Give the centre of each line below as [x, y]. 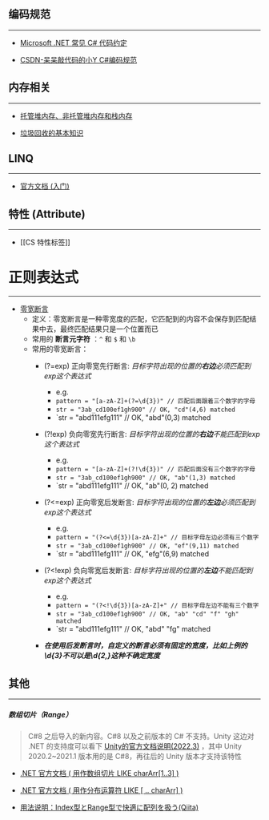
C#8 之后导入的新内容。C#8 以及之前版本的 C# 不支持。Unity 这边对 [141, 736]
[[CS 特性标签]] [45, 242]
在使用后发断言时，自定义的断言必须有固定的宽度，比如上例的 [146, 646]
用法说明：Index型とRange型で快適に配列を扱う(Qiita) [109, 807]
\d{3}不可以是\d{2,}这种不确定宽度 [102, 656]
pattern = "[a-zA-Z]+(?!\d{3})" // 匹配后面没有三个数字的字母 [156, 470]
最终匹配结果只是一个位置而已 [109, 329]
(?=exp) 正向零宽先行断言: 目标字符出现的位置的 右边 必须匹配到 [147, 366]
